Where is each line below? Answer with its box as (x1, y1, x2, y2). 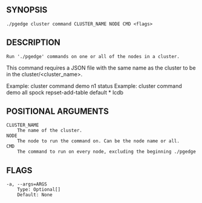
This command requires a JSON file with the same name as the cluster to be (6, 64, 196, 72)
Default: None (17, 192, 53, 198)
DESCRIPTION (6, 38, 60, 48)
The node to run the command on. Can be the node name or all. (17, 138, 180, 144)
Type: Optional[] (17, 187, 61, 193)
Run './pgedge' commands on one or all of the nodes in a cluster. (6, 53, 180, 59)
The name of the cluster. (17, 127, 83, 134)
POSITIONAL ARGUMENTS (6, 106, 109, 117)
